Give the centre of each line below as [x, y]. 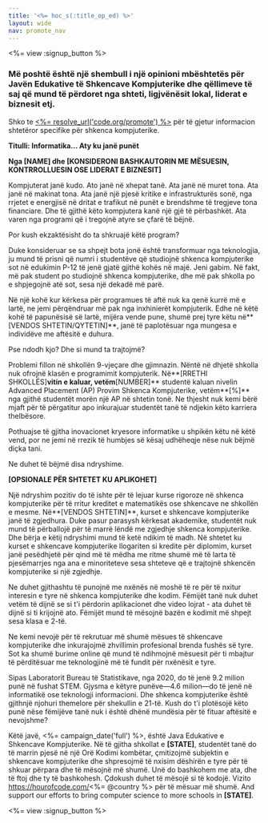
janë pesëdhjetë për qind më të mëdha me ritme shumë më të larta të [122, 554]
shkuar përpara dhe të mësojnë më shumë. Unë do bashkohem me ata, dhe [133, 769]
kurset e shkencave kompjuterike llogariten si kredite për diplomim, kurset [130, 546]
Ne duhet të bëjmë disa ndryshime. [66, 464]
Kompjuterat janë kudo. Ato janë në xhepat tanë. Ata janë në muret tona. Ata [133, 185]
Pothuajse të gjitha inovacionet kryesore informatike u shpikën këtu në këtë [132, 431]
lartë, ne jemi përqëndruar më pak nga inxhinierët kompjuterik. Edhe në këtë [133, 308]
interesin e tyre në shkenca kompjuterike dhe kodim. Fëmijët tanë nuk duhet [133, 595]
